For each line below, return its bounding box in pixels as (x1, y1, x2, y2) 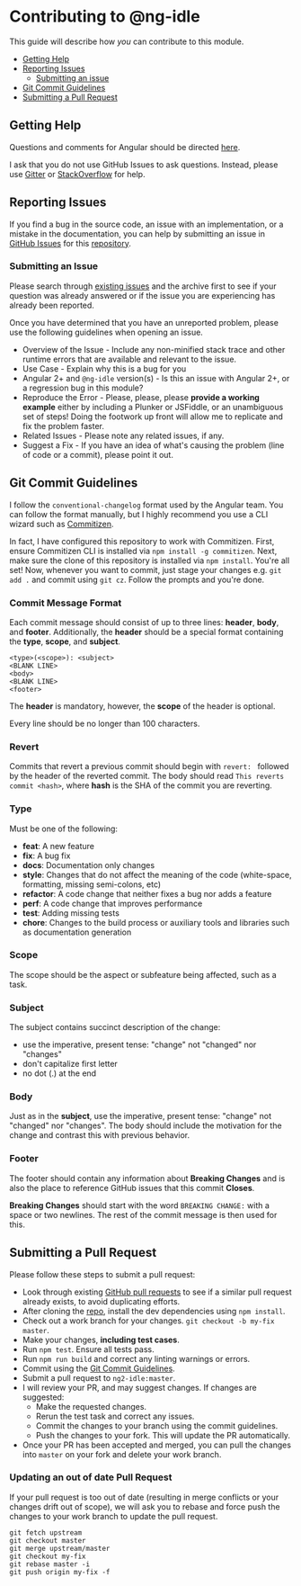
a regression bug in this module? (22, 382, 144, 393)
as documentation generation (22, 927, 132, 937)
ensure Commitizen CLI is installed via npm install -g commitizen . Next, (9, 545, 278, 556)
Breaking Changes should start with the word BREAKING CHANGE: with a (9, 1199, 270, 1211)
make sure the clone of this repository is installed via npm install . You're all (9, 555, 290, 566)
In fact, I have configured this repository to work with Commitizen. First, (9, 535, 275, 546)
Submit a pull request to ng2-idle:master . (22, 1372, 176, 1383)
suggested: (22, 1392, 65, 1402)
